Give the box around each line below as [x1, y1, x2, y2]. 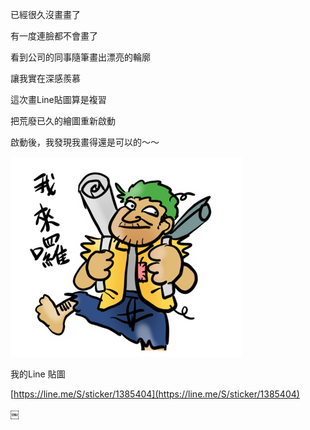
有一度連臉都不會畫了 [10, 30, 98, 42]
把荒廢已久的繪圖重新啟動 [10, 115, 116, 127]
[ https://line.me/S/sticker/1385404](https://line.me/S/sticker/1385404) [10, 388, 300, 400]
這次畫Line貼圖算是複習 [10, 94, 107, 105]
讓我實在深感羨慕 [10, 73, 81, 84]
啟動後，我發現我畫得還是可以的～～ [10, 136, 160, 148]
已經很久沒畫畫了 [10, 9, 81, 20]
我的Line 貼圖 [10, 368, 66, 380]
